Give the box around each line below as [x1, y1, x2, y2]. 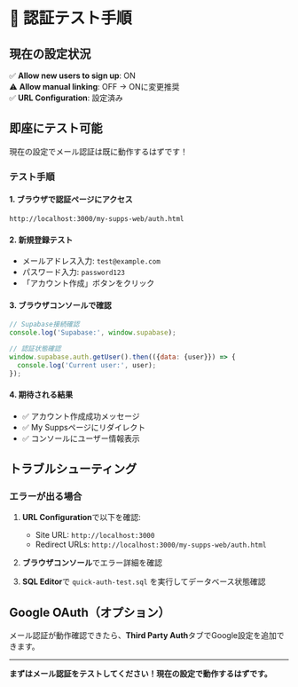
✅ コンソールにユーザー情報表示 [21, 432, 140, 444]
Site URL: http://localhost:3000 [35, 530, 155, 541]
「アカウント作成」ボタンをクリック [21, 278, 155, 288]
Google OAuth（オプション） [9, 604, 170, 620]
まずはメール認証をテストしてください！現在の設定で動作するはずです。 [9, 668, 272, 679]
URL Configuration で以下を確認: [21, 512, 142, 523]
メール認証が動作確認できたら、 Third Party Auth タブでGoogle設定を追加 [9, 630, 277, 641]
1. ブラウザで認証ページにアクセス [9, 194, 133, 205]
